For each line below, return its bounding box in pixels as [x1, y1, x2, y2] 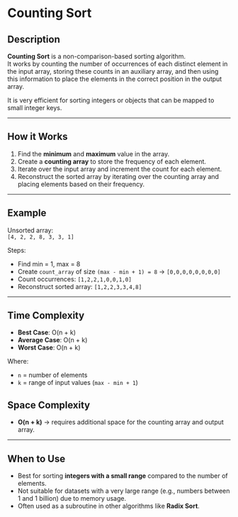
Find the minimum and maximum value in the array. [17, 149, 170, 158]
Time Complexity [7, 310, 85, 322]
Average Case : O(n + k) [17, 336, 88, 344]
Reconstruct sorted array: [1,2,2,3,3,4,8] [17, 282, 142, 290]
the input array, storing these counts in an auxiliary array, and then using [7, 67, 219, 75]
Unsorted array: [7, 226, 54, 234]
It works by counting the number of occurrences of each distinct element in [7, 60, 228, 68]
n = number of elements [17, 371, 88, 379]
